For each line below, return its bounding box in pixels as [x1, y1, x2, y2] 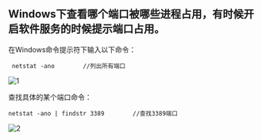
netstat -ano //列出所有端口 [11, 62, 126, 70]
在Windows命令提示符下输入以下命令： [8, 44, 137, 54]
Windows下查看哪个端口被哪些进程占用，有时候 [8, 7, 244, 21]
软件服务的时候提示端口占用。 [18, 22, 165, 36]
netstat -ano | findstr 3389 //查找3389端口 [8, 109, 179, 117]
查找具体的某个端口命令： [8, 92, 92, 101]
